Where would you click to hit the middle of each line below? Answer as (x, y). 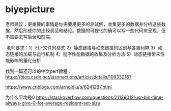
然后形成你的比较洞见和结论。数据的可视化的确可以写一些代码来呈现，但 (90, 30)
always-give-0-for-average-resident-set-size (53, 103)
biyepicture (30, 9)
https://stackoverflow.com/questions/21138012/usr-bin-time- (100, 97)
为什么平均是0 (20, 97)
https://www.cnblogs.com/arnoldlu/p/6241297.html (59, 87)
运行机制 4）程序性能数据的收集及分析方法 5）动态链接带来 (98, 54)
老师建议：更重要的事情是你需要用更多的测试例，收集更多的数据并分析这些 (83, 24)
